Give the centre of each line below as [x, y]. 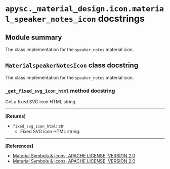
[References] [19, 146]
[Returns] [16, 116]
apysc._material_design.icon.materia [85, 9]
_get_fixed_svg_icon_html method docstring [60, 91]
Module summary [34, 37]
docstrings [121, 19]
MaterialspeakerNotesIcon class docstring [72, 66]
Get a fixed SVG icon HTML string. [41, 102]
